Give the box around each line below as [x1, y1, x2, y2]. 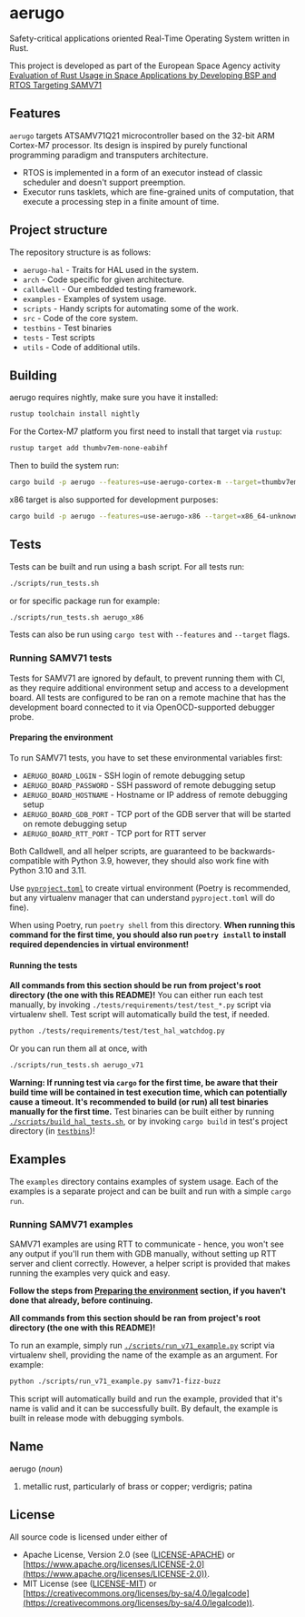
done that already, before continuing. [9, 1295, 153, 1306]
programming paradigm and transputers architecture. [9, 149, 209, 160]
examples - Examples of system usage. [22, 293, 167, 304]
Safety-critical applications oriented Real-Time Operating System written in [9, 33, 290, 44]
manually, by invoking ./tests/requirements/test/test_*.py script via [9, 999, 271, 1010]
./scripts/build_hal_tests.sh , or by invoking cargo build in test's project [9, 1116, 288, 1127]
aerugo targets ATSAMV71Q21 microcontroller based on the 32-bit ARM [9, 130, 275, 141]
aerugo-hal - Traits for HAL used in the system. [22, 264, 199, 275]
